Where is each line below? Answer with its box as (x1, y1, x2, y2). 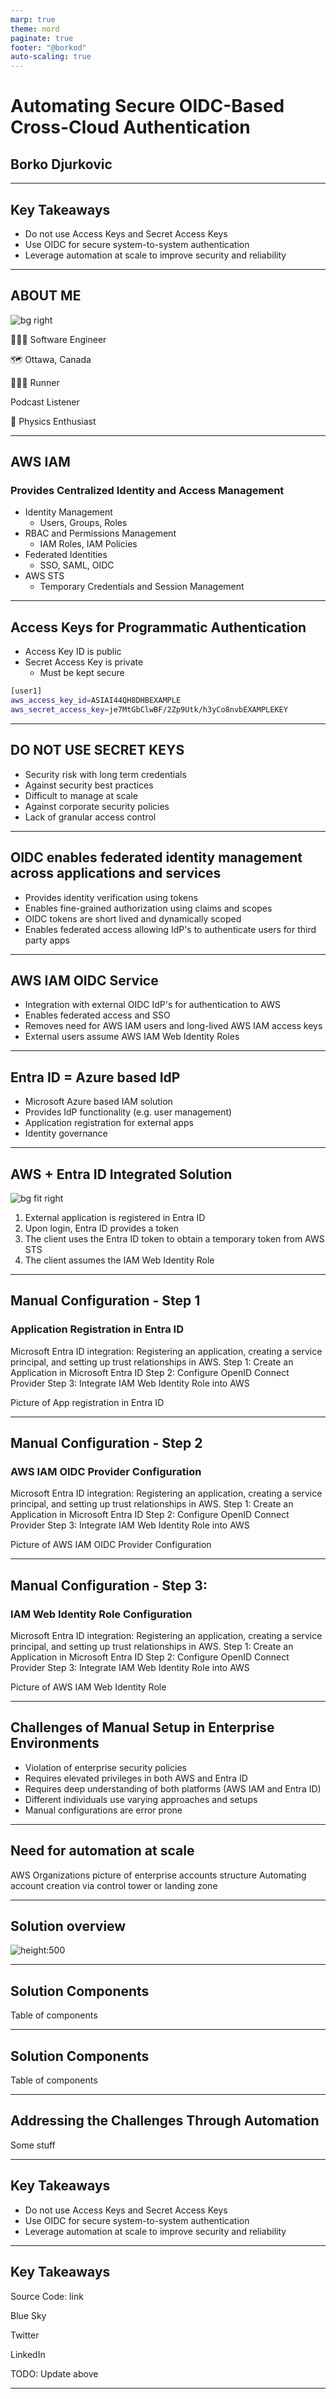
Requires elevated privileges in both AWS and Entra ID (24, 1772, 248, 1784)
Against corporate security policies (24, 800, 170, 812)
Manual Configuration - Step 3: (10, 1577, 208, 1594)
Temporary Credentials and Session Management (39, 581, 245, 593)
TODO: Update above (10, 2367, 99, 2380)
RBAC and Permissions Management (24, 527, 177, 540)
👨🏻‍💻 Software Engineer (10, 333, 107, 345)
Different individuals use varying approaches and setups (24, 1793, 258, 1805)
